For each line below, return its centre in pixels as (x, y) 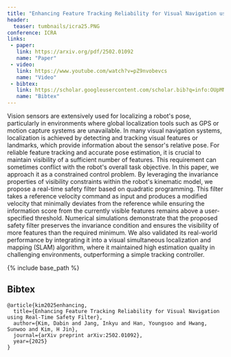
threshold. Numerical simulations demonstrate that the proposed (126, 218)
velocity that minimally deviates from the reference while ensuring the (106, 204)
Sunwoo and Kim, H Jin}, (43, 329)
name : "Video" (36, 77)
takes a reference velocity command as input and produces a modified (107, 196)
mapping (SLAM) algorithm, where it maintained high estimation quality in (111, 247)
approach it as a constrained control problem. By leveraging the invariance (113, 174)
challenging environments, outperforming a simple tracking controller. (106, 254)
